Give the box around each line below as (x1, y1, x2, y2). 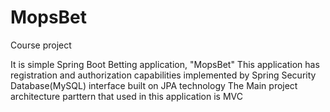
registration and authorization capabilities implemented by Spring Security (10, 69, 317, 81)
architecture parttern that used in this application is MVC (10, 90, 243, 102)
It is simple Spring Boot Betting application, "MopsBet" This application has (10, 58, 320, 70)
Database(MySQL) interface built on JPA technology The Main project (10, 79, 298, 91)
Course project (10, 39, 72, 51)
